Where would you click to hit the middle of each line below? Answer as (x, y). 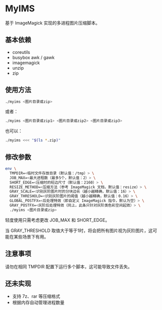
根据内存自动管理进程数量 (38, 303)
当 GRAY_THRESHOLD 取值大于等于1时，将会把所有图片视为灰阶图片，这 (79, 231)
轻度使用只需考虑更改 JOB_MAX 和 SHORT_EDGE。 (57, 220)
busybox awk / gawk (33, 57)
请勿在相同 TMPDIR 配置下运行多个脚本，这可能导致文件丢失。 (69, 267)
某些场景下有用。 (31, 236)
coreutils (21, 52)
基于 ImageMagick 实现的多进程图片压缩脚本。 (53, 23)
